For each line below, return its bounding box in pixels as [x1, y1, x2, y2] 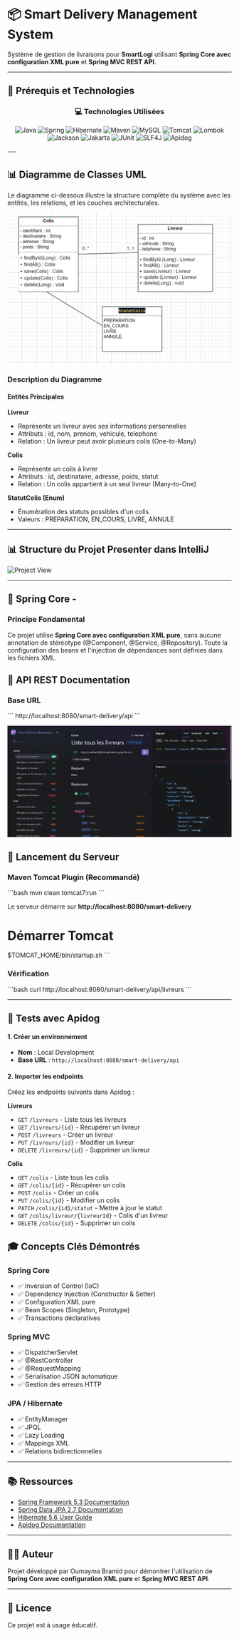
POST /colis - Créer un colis [17, 1189, 100, 1197]
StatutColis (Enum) [7, 494, 65, 502]
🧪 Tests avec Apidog [7, 1012, 100, 1024]
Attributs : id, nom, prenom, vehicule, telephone [17, 429, 158, 438]
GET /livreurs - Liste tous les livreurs [17, 1115, 127, 1124]
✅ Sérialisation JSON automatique [17, 1372, 119, 1381]
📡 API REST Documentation [7, 674, 130, 686]
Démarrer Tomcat [7, 927, 114, 944]
